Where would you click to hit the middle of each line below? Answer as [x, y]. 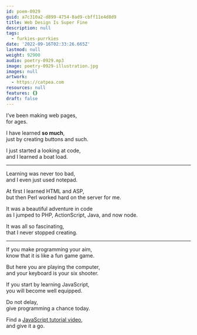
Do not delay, [22, 302]
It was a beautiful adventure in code [49, 208]
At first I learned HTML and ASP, [45, 191]
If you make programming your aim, [49, 249]
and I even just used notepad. [42, 180]
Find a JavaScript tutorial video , [45, 319]
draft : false [22, 98]
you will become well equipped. [44, 290]
